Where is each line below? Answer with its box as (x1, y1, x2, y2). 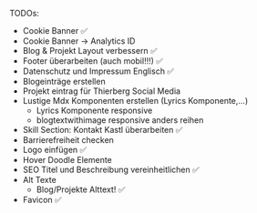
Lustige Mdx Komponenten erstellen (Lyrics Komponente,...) (22, 96, 249, 106)
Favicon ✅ (22, 195, 62, 205)
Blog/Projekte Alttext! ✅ (36, 184, 126, 195)
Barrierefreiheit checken (22, 135, 114, 145)
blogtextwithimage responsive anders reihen (36, 115, 204, 126)
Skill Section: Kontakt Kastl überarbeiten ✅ (22, 125, 183, 135)
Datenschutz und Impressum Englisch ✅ (22, 66, 175, 76)
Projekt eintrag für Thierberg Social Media (22, 86, 180, 96)
